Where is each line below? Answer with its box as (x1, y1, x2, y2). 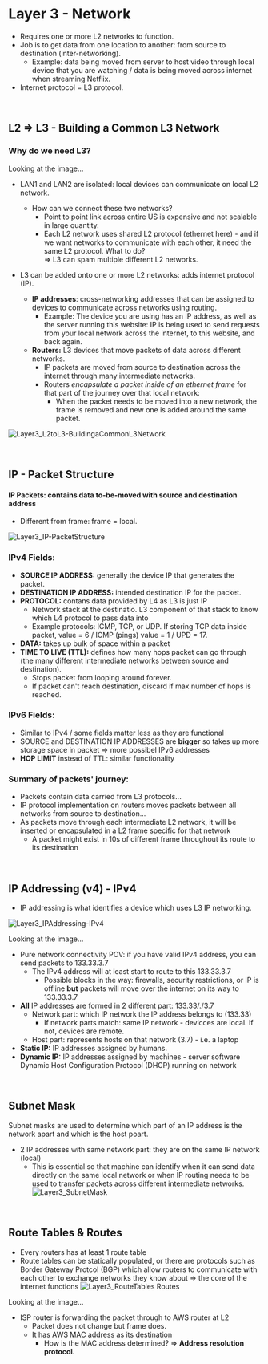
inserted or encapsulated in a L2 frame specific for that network (19, 826, 231, 835)
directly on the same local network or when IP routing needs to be (31, 1170, 250, 1179)
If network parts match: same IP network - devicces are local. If (43, 1017, 254, 1027)
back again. (43, 336, 82, 346)
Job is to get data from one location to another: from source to (19, 39, 226, 49)
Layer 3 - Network (8, 5, 131, 23)
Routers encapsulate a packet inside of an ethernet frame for (43, 379, 246, 389)
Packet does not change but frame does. (31, 1321, 166, 1330)
